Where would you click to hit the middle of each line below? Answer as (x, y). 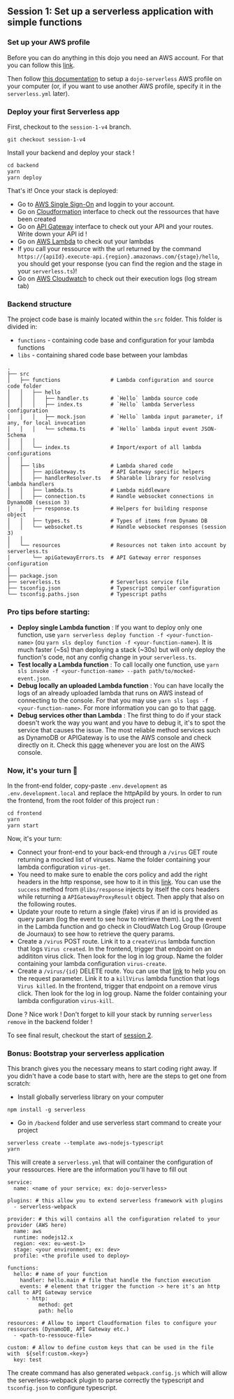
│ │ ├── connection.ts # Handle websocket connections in (111, 497)
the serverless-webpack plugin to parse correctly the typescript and (105, 1380)
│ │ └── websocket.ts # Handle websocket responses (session (117, 527)
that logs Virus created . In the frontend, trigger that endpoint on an (114, 949)
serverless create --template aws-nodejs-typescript (86, 1143)
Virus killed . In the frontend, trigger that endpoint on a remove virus (117, 986)
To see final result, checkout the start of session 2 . (80, 1035)
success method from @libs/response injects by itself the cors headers (118, 889)
